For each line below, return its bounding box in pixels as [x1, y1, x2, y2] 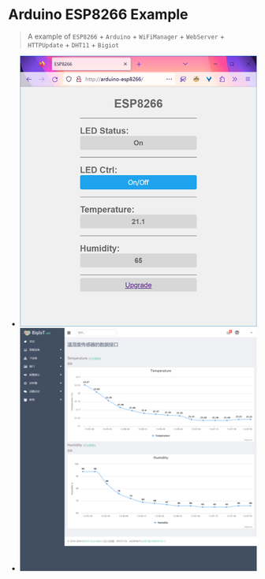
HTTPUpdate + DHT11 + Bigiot [27, 39, 120, 49]
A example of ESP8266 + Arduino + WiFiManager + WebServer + [27, 32, 225, 41]
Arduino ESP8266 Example [8, 6, 188, 24]
